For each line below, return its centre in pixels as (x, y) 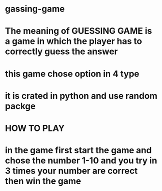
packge (20, 106)
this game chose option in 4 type (72, 74)
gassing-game (35, 9)
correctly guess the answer (61, 51)
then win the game (43, 181)
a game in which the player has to (74, 41)
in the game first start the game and (78, 150)
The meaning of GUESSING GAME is (79, 31)
